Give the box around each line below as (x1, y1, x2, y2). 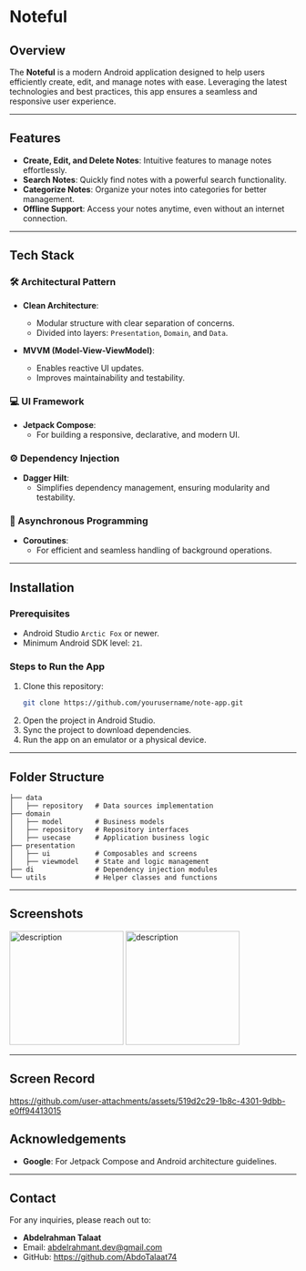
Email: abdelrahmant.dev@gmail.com (22, 1242, 163, 1253)
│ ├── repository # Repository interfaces (9, 826, 189, 835)
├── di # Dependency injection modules (9, 865, 219, 875)
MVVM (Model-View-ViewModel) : (22, 344, 155, 356)
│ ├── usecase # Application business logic (9, 833, 209, 843)
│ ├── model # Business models (9, 818, 166, 827)
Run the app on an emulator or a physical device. (22, 735, 207, 746)
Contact (9, 1190, 56, 1205)
